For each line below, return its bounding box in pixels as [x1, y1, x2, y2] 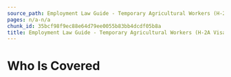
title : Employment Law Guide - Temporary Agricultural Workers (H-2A [7, 29, 211, 36]
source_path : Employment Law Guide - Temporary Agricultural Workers [7, 10, 211, 17]
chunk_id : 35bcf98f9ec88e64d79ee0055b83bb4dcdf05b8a [7, 22, 162, 29]
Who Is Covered [7, 59, 100, 74]
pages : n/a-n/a [7, 16, 51, 23]
